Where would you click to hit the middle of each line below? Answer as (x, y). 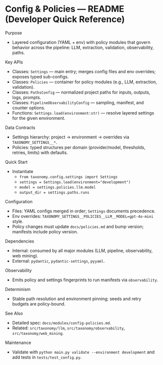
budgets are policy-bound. (39, 304)
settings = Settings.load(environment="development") (75, 182)
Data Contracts (20, 127)
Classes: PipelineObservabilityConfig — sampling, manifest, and (78, 102)
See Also (14, 313)
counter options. (28, 108)
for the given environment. (39, 118)
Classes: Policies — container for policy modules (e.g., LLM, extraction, (84, 82)
